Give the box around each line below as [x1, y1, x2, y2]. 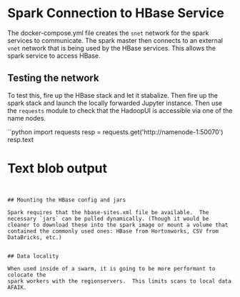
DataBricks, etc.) [7, 233, 62, 241]
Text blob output [7, 160, 108, 176]
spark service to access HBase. [7, 51, 101, 60]
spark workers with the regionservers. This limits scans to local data [7, 277, 232, 285]
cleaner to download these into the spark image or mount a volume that [7, 221, 229, 228]
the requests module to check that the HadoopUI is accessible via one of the [7, 106, 233, 115]
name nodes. [7, 114, 46, 122]
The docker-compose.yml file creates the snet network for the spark [7, 29, 209, 37]
